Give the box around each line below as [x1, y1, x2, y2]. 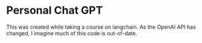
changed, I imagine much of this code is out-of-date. [6, 29, 137, 36]
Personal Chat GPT [6, 4, 103, 17]
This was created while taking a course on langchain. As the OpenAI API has [6, 23, 196, 30]
